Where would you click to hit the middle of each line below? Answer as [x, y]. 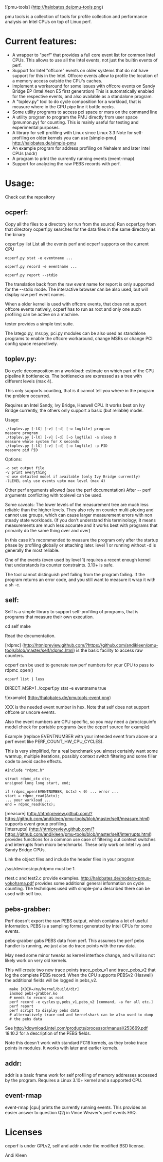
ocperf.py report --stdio [31, 275]
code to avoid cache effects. [34, 761]
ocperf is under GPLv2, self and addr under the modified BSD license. [75, 1145]
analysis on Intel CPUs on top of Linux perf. [48, 22]
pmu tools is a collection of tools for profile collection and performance [76, 16]
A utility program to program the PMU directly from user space [75, 117]
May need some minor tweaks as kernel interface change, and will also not [80, 955]
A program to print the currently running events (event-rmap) [73, 159]
